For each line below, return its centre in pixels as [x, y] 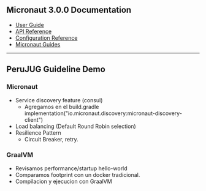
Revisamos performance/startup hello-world [71, 168]
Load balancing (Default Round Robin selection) [75, 126]
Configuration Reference [46, 38]
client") [34, 119]
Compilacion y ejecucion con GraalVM [63, 181]
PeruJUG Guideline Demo [56, 69]
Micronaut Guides [38, 44]
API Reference [33, 31]
